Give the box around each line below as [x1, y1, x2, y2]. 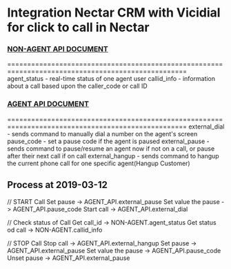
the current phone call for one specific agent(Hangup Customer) [7, 159, 191, 167]
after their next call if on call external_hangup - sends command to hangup [7, 151, 219, 160]
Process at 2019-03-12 [7, 179, 108, 191]
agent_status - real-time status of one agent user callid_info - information [7, 75, 216, 83]
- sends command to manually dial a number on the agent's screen [7, 129, 198, 138]
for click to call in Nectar [7, 19, 150, 35]
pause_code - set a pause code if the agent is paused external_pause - [7, 137, 210, 145]
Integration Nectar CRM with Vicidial [7, 5, 221, 21]
